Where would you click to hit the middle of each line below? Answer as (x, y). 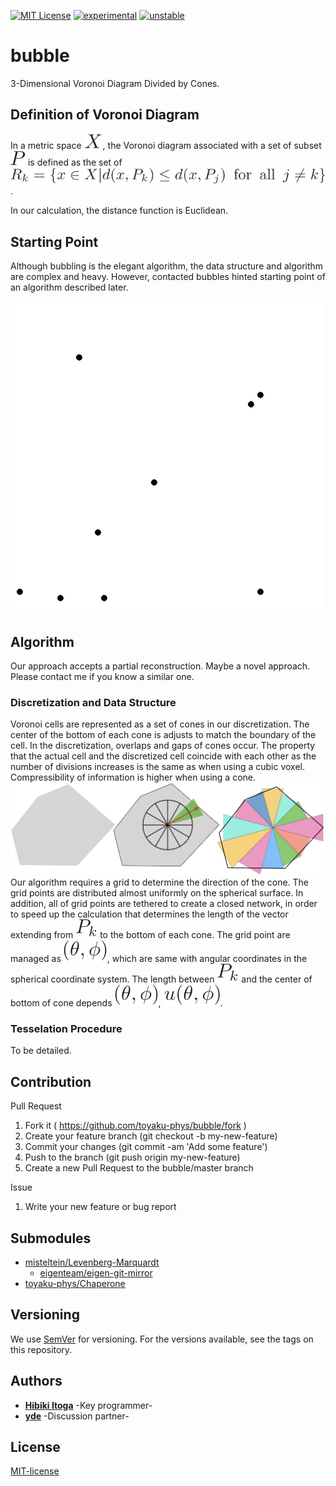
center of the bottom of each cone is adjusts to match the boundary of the (163, 735)
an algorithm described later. (69, 287)
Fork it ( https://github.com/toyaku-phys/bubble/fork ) (135, 1126)
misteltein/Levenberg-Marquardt (92, 1262)
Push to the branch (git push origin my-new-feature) (132, 1157)
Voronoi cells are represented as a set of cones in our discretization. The (160, 724)
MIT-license (35, 1471)
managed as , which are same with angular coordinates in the (159, 959)
